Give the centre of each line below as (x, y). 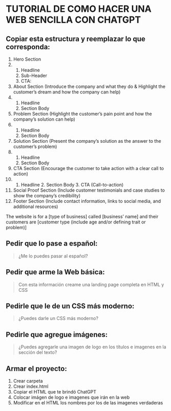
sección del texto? (38, 352)
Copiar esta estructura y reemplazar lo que (76, 39)
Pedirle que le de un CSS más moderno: (70, 306)
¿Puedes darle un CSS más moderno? (58, 319)
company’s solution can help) (44, 119)
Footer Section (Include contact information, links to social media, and (87, 201)
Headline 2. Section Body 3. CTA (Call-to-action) (72, 185)
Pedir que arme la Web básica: (55, 272)
